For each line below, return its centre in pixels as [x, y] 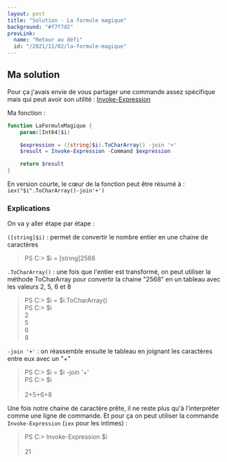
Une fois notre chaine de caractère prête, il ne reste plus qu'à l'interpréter [113, 409]
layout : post [26, 14]
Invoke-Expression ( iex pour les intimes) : [68, 423]
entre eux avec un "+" [39, 359]
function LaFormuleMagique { [50, 126]
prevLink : [22, 33]
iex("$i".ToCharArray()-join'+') [56, 191]
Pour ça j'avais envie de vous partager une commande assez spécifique [111, 91]
